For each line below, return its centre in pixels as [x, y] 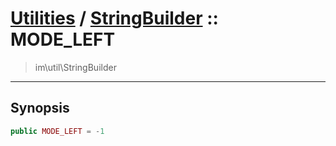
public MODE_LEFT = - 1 [57, 131]
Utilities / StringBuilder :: [114, 18]
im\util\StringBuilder [75, 67]
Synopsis [40, 108]
